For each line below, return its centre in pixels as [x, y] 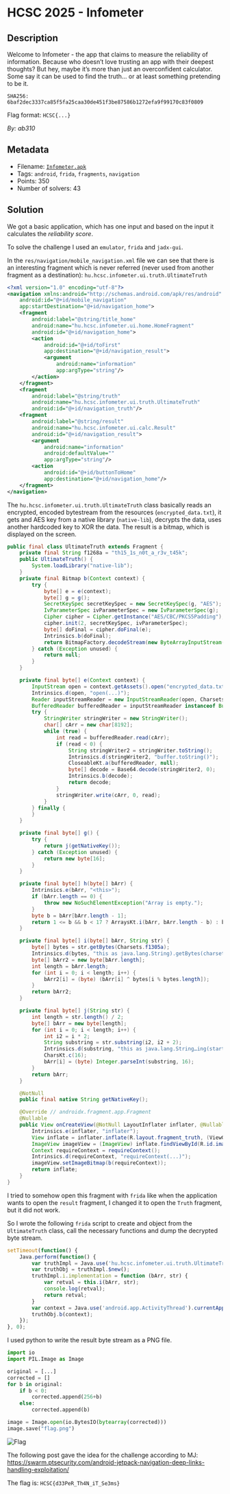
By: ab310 [21, 128]
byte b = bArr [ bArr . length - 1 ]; [79, 916]
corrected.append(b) [61, 1410]
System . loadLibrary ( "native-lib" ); [82, 566]
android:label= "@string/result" [78, 422]
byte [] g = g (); [67, 598]
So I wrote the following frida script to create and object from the [100, 1223]
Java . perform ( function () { [58, 1257]
